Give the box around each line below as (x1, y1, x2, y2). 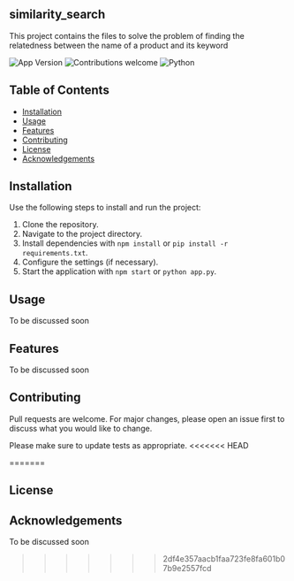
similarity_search (9, 7, 106, 22)
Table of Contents (9, 83, 110, 98)
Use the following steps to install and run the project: (9, 203, 201, 213)
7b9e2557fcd (162, 563, 212, 574)
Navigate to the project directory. (21, 229, 143, 240)
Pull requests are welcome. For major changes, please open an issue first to (9, 413, 285, 424)
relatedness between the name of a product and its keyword (9, 40, 229, 50)
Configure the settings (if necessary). (21, 256, 159, 268)
